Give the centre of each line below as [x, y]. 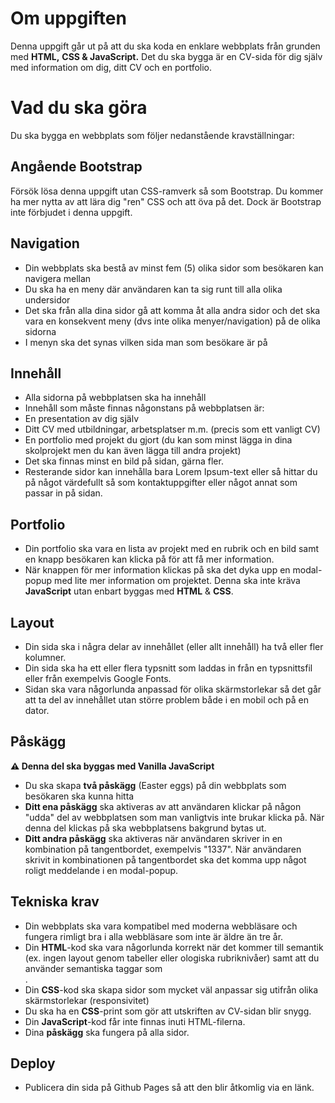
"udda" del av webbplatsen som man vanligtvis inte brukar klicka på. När [174, 817]
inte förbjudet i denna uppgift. [71, 212]
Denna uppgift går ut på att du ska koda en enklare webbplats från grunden [165, 46]
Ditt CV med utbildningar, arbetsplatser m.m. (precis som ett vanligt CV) [172, 429]
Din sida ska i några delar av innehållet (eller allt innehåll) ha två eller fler [174, 646]
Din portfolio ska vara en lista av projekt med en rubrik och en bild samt [172, 549]
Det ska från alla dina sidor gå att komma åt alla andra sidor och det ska [172, 310]
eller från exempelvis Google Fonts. [98, 678]
